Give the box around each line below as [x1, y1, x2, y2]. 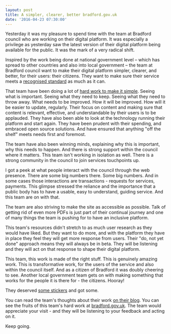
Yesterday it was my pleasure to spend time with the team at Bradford [5, 31, 152, 37]
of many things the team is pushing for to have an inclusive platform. [5, 215, 149, 221]
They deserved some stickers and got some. [5, 287, 99, 293]
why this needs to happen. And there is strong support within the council [5, 147, 158, 153]
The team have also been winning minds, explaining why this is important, [5, 141, 160, 147]
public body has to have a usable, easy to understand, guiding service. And [5, 189, 164, 195]
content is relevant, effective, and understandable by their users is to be [5, 110, 156, 116]
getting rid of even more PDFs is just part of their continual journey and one [5, 209, 164, 216]
